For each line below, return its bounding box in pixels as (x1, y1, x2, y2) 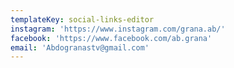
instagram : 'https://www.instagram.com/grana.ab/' (10, 24, 226, 34)
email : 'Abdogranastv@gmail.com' (10, 42, 150, 53)
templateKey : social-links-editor (10, 14, 155, 25)
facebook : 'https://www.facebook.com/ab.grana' (10, 33, 213, 43)
